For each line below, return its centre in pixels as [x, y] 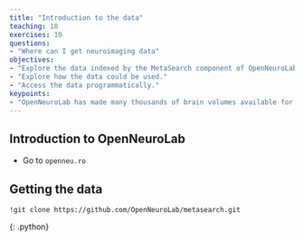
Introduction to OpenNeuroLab [97, 138]
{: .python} [29, 227]
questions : [30, 43]
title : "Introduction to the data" [76, 18]
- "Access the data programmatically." [85, 85]
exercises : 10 [36, 34]
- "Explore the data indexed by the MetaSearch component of [127, 69]
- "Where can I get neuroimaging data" [85, 52]
